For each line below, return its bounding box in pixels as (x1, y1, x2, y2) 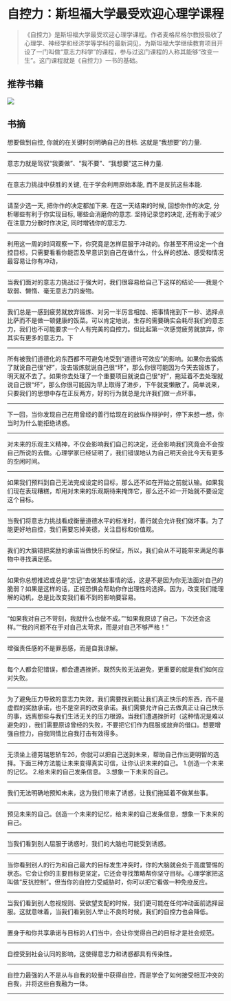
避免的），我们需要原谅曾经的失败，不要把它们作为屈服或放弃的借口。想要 (7, 721, 215, 729)
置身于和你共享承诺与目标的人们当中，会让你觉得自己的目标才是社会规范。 (7, 928, 218, 937)
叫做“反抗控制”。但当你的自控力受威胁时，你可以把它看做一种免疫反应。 (7, 878, 212, 886)
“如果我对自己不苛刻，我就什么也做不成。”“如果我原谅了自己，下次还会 (7, 614, 205, 622)
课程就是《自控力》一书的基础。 (50, 56, 142, 64)
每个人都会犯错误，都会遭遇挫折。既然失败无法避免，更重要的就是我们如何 (7, 665, 218, 673)
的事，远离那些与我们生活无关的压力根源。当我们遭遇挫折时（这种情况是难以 (7, 712, 224, 720)
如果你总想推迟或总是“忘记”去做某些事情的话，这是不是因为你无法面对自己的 (7, 576, 223, 584)
